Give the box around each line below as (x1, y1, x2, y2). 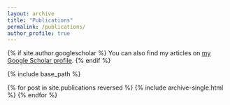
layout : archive (7, 10, 55, 17)
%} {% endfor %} (7, 91, 58, 99)
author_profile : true (7, 29, 71, 37)
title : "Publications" (7, 17, 73, 24)
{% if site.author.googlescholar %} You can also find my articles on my (7, 49, 211, 57)
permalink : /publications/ (7, 23, 86, 30)
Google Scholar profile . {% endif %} (7, 57, 111, 65)
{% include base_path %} (7, 70, 81, 78)
